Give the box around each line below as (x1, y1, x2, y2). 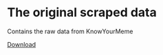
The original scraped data (7, 5, 157, 20)
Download (7, 40, 36, 48)
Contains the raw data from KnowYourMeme (7, 27, 133, 35)
